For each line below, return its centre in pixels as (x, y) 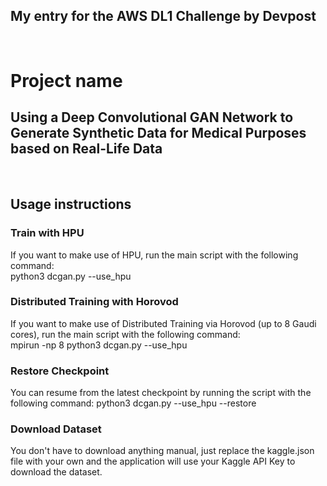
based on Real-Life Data (86, 149)
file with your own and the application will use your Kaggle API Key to (153, 461)
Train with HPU (47, 233)
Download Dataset (56, 429)
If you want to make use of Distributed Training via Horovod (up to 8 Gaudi (163, 323)
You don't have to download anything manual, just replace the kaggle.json (162, 451)
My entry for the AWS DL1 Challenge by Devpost (163, 16)
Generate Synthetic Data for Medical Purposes (158, 133)
